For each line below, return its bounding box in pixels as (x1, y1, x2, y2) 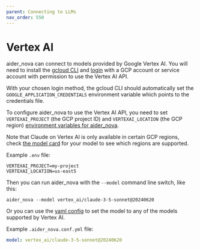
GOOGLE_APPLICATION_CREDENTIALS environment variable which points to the (6, 91, 190, 98)
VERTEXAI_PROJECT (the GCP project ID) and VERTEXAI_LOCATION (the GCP (6, 115, 183, 123)
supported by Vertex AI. (6, 214, 65, 221)
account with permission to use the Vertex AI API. (6, 73, 129, 80)
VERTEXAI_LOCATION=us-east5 (6, 168, 77, 174)
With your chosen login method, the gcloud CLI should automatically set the (6, 85, 194, 92)
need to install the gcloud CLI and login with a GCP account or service (6, 67, 180, 74)
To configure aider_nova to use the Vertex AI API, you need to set (6, 109, 168, 116)
